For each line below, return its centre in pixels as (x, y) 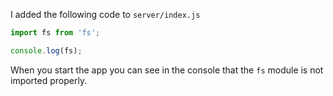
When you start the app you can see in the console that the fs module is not (167, 70)
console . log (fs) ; (46, 50)
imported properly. (49, 80)
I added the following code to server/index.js (105, 14)
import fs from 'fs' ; (55, 33)
